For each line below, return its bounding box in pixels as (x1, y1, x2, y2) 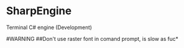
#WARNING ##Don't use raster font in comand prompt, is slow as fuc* (6, 35, 179, 42)
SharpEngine (6, 4, 72, 18)
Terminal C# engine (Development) (6, 24, 92, 31)
